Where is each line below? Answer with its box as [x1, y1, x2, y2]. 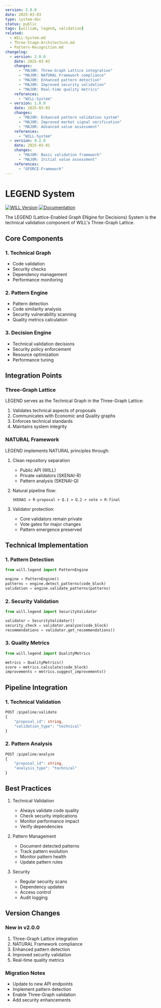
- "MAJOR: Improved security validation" [18, 82, 106, 87]
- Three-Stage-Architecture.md [9, 40, 75, 45]
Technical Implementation [5, 541, 88, 549]
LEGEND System [5, 188, 75, 199]
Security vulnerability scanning [12, 311, 76, 317]
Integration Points [5, 371, 62, 380]
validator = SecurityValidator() [5, 618, 75, 623]
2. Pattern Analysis [5, 740, 52, 747]
